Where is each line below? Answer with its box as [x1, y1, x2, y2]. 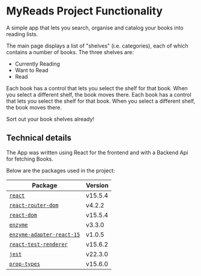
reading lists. [6, 30, 38, 37]
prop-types [9, 260, 40, 267]
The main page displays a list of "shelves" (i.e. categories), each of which [6, 42, 188, 49]
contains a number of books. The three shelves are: [6, 48, 134, 55]
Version [86, 181, 109, 189]
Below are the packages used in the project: [6, 167, 115, 174]
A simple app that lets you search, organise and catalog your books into [6, 24, 184, 31]
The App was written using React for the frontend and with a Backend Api [6, 149, 188, 156]
